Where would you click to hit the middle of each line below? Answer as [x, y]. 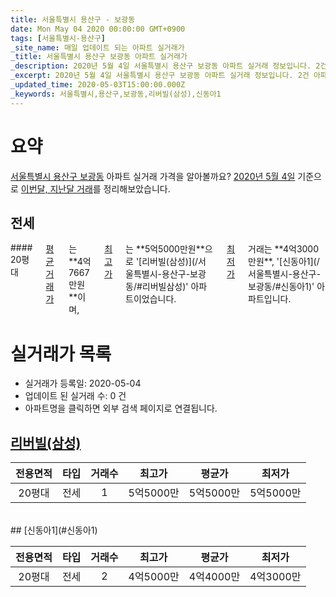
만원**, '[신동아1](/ [284, 262]
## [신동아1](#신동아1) [54, 530]
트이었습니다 [150, 299]
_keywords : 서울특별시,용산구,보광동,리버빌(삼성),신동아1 [116, 94]
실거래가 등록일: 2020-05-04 [83, 383]
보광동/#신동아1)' [281, 287]
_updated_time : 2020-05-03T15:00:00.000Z [98, 85]
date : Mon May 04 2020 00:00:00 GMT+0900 [98, 29]
